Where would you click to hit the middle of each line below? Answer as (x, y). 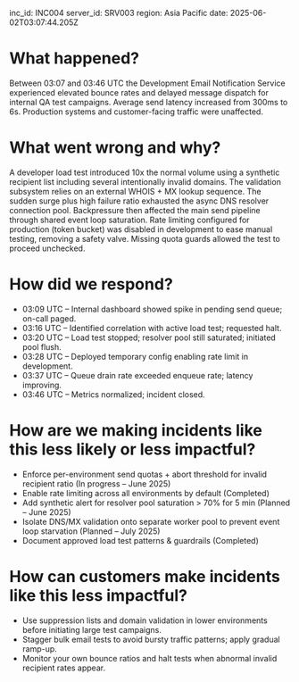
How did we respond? (91, 284)
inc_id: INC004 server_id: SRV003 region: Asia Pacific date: (119, 13)
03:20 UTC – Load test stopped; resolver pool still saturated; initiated (149, 337)
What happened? (75, 58)
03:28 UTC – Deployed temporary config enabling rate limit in (135, 356)
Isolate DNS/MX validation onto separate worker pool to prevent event (151, 521)
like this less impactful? (98, 595)
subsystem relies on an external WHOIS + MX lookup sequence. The (135, 191)
